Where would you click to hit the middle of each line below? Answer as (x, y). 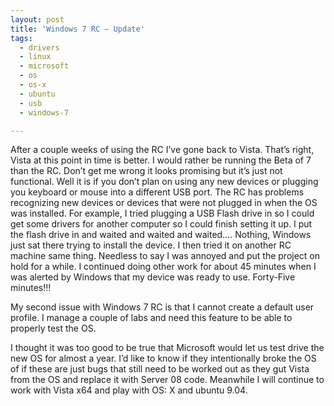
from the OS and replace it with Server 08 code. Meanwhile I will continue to (167, 380)
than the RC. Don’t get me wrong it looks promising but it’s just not (146, 171)
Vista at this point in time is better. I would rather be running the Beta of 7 (161, 160)
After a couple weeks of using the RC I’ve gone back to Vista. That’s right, (162, 150)
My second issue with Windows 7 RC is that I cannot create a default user (162, 307)
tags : (21, 38)
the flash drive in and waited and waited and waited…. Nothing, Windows (161, 235)
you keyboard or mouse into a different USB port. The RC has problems (157, 192)
